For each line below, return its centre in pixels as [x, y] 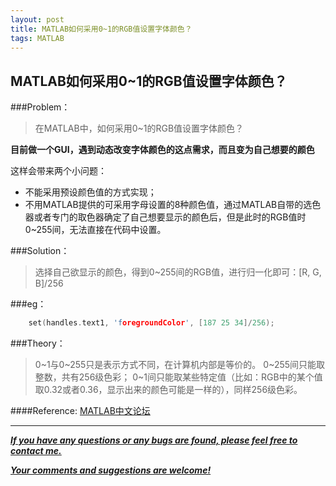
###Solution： [40, 251]
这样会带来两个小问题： [58, 171]
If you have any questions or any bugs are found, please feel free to [154, 440]
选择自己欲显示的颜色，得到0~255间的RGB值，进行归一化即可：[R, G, [178, 272]
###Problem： [40, 107]
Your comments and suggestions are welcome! [111, 470]
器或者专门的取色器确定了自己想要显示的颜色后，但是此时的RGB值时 [165, 217]
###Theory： [38, 343]
